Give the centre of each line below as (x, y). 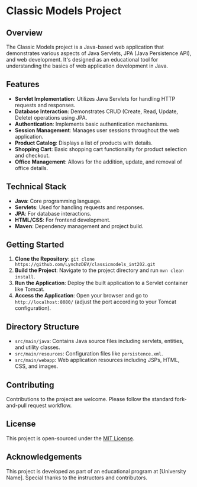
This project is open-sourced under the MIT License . (70, 438)
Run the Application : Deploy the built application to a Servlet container (101, 283)
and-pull (16, 406)
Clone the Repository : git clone (55, 259)
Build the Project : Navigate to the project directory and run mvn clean (99, 270)
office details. (31, 168)
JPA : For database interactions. (53, 213)
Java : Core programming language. (58, 201)
